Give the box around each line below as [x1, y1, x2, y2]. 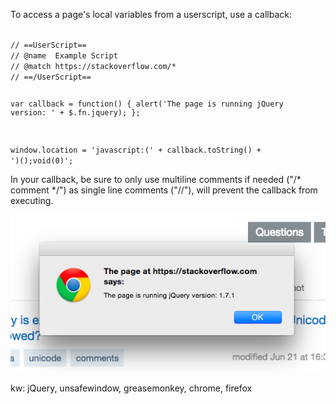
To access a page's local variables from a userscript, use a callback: [10, 9, 292, 20]
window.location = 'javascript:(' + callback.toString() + [10, 145, 262, 155]
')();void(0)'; [10, 155, 74, 166]
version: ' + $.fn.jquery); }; [10, 107, 141, 118]
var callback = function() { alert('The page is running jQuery [10, 99, 284, 109]
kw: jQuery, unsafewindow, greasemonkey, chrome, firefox [10, 382, 253, 394]
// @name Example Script [10, 51, 118, 61]
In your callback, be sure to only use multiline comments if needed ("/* [10, 173, 302, 185]
